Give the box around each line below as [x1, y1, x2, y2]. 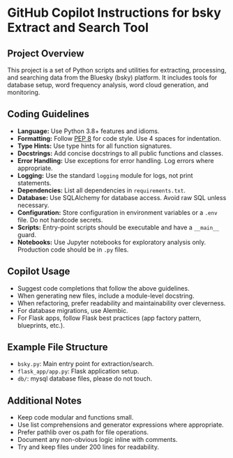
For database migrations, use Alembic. [17, 306, 128, 314]
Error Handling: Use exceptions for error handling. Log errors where [17, 156, 214, 165]
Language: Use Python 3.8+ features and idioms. [17, 127, 160, 135]
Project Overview [7, 47, 84, 59]
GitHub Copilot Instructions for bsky [7, 5, 222, 21]
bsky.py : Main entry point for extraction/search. [17, 360, 154, 368]
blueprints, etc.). [17, 321, 65, 329]
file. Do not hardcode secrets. [17, 215, 103, 224]
